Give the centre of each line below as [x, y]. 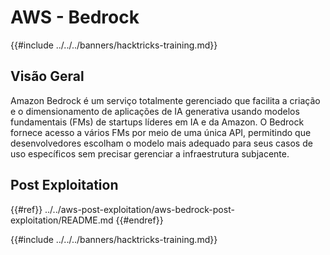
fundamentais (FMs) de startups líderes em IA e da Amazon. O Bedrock [157, 122]
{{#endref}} [139, 220]
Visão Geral [47, 76]
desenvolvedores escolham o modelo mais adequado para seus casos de [161, 143]
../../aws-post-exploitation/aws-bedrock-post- [139, 209]
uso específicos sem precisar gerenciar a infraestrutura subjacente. [150, 153]
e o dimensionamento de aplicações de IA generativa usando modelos [155, 111]
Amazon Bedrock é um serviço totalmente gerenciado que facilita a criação [165, 100]
